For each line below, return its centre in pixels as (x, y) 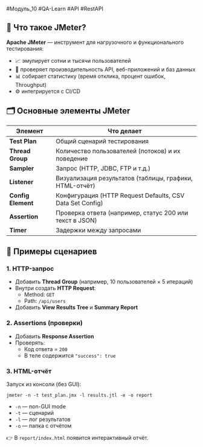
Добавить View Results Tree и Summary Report (76, 308)
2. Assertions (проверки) (44, 323)
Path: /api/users (45, 301)
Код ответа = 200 (46, 349)
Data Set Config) (79, 203)
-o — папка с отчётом (43, 425)
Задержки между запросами (98, 230)
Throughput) (31, 84)
